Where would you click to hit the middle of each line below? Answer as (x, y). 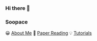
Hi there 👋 (18, 8)
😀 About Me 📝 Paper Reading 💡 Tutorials (48, 33)
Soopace (17, 22)
